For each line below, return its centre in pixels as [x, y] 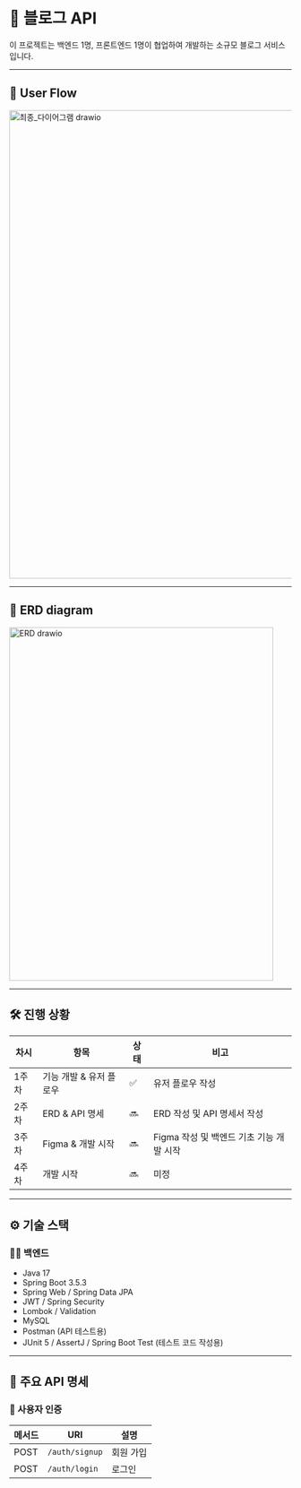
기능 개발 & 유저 [74, 1077]
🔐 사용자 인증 [36, 1410]
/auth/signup [75, 1452]
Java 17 [36, 1273]
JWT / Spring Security [63, 1302]
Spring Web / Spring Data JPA [77, 1293]
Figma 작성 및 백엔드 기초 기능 [214, 1138]
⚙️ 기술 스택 [39, 1225]
